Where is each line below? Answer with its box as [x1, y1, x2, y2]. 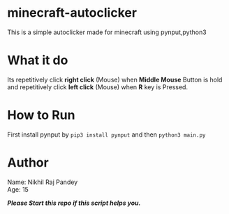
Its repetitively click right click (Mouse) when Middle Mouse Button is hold [7, 75, 223, 84]
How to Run [7, 107, 75, 123]
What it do [7, 52, 68, 68]
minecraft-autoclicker [7, 5, 138, 21]
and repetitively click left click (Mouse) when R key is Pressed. [7, 82, 189, 91]
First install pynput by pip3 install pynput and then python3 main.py [7, 130, 206, 139]
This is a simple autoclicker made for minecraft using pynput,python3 [7, 28, 207, 36]
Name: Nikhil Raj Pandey [7, 178, 78, 186]
